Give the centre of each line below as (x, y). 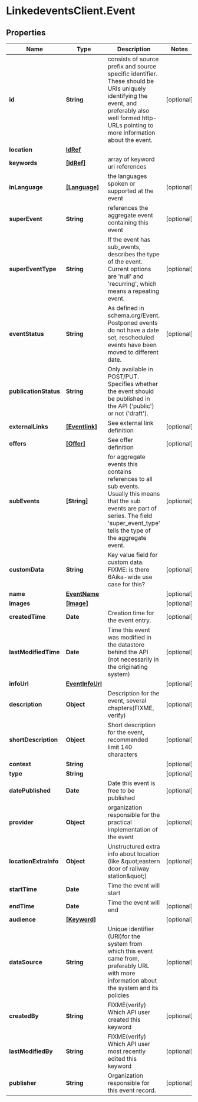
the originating (128, 667)
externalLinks (29, 427)
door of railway (128, 869)
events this (123, 464)
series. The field (130, 516)
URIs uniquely (127, 88)
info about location (133, 854)
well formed (124, 118)
